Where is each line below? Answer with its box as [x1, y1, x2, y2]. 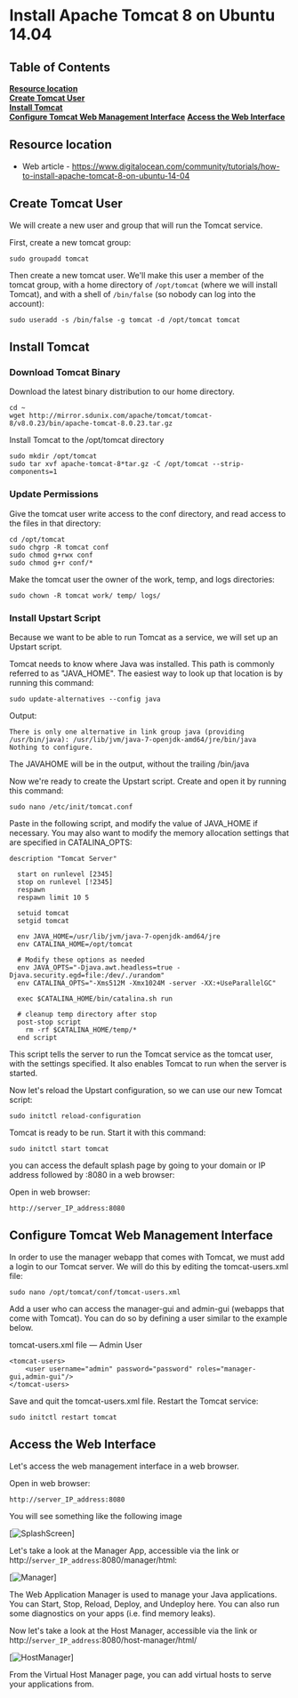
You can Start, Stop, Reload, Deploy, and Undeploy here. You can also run [9, 1598, 280, 1609]
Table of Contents [9, 60, 111, 75]
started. [9, 1067, 38, 1078]
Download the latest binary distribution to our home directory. [9, 386, 236, 397]
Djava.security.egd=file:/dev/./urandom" [9, 970, 165, 979]
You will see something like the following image [9, 1510, 182, 1521]
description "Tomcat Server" [9, 854, 117, 863]
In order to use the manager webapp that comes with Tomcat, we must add [9, 1251, 286, 1262]
